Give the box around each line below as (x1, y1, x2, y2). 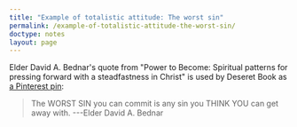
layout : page (9, 37, 58, 47)
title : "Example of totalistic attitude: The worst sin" (9, 12, 224, 22)
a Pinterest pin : (9, 81, 65, 91)
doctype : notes (9, 29, 66, 38)
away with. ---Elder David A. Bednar (30, 107, 164, 118)
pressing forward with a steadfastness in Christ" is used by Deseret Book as (9, 72, 287, 83)
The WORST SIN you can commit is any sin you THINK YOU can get (30, 99, 279, 109)
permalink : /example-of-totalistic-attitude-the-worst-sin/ (9, 21, 237, 30)
